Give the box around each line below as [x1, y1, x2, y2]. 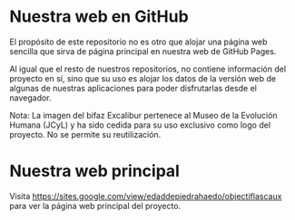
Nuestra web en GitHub [9, 6, 189, 27]
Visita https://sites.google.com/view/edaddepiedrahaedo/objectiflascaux [9, 190, 282, 201]
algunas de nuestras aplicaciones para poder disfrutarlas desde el [9, 82, 257, 93]
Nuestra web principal [9, 161, 180, 182]
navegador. [9, 92, 52, 103]
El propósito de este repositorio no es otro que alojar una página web [9, 36, 268, 47]
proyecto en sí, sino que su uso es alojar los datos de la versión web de [9, 72, 277, 83]
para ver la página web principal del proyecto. [9, 200, 182, 211]
